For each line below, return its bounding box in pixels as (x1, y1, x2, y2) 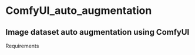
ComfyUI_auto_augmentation (5, 4, 152, 17)
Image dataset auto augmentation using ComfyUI (5, 27, 190, 37)
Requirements (5, 42, 39, 49)
